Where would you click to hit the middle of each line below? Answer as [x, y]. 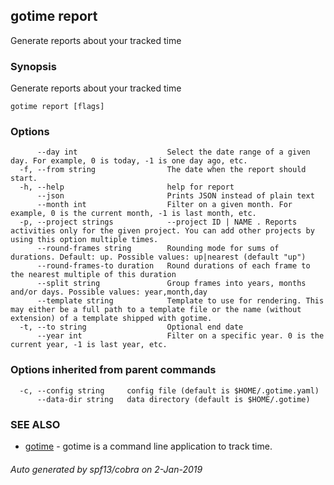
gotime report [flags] [57, 107]
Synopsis [33, 66]
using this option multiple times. [84, 240]
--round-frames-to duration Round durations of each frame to [173, 266]
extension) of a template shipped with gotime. [111, 319]
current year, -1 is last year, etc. [89, 345]
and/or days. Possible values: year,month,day [109, 292]
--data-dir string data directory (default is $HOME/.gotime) [173, 399]
